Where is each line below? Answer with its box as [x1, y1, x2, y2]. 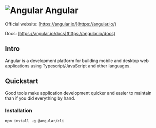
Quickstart [5, 77, 39, 85]
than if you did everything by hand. [5, 95, 76, 101]
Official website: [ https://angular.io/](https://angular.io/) [5, 21, 117, 27]
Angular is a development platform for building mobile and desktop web [5, 58, 149, 64]
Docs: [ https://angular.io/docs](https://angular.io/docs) [5, 30, 116, 36]
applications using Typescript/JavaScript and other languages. [5, 63, 131, 68]
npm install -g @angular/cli [5, 118, 64, 123]
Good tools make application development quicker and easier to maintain [5, 90, 152, 96]
